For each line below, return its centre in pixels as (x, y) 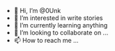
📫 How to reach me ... (46, 40)
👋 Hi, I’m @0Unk (37, 11)
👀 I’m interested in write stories (58, 18)
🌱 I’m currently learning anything (61, 25)
